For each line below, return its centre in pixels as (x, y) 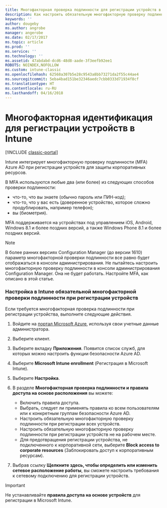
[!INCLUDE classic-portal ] (32, 153)
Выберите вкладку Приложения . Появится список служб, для (79, 348)
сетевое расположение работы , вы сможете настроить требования (85, 470)
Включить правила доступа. (50, 403)
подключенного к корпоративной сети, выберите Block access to (90, 445)
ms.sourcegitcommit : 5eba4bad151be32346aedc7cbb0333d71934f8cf (72, 79)
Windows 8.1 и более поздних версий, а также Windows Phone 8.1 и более (83, 228)
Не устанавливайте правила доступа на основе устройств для (73, 495)
